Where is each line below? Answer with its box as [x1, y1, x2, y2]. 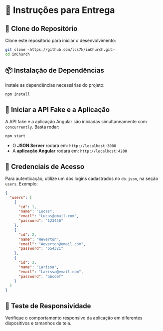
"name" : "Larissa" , [18, 264, 59, 270]
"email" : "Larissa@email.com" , [18, 269, 84, 274]
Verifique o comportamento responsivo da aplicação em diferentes [5, 315, 143, 321]
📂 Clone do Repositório [5, 24, 78, 33]
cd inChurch [5, 52, 30, 57]
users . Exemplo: [5, 180, 38, 186]
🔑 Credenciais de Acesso [5, 162, 85, 171]
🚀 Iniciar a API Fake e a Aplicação [5, 105, 110, 114]
